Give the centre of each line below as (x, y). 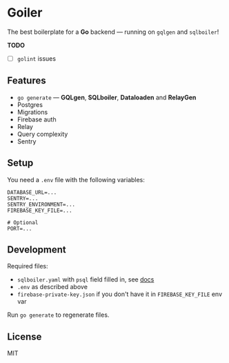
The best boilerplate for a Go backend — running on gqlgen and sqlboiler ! (113, 32)
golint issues (37, 58)
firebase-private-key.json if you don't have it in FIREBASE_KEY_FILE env (120, 294)
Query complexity (42, 134)
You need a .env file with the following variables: (76, 179)
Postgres (30, 104)
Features (27, 81)
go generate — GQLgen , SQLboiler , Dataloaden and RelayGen (107, 97)
